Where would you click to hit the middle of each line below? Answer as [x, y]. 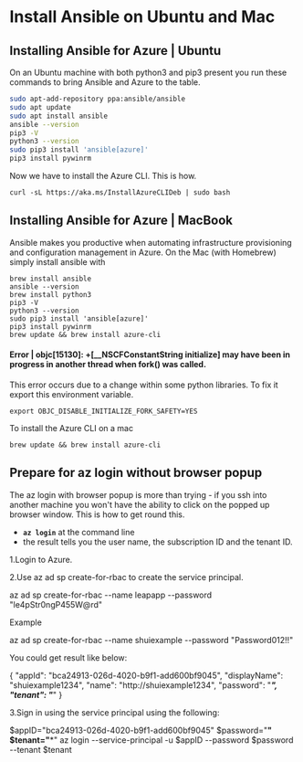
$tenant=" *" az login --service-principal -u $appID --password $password [151, 740]
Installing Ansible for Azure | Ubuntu [115, 51]
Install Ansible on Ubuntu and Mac [142, 17]
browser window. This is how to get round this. [97, 514]
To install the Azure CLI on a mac [72, 429]
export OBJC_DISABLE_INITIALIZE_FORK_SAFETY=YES [104, 412]
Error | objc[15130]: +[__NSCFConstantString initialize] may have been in [150, 355]
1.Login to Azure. [41, 559]
